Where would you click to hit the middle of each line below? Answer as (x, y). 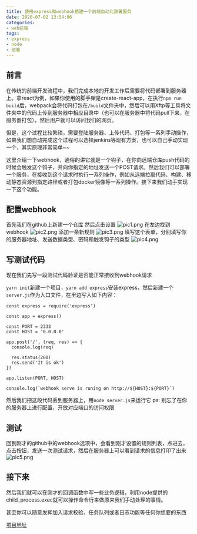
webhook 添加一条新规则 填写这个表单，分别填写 (94, 232)
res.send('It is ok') (38, 363)
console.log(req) (33, 347)
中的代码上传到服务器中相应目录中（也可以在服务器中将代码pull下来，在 (103, 112)
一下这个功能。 (24, 189)
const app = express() (34, 316)
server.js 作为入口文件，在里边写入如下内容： (62, 295)
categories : (21, 22)
